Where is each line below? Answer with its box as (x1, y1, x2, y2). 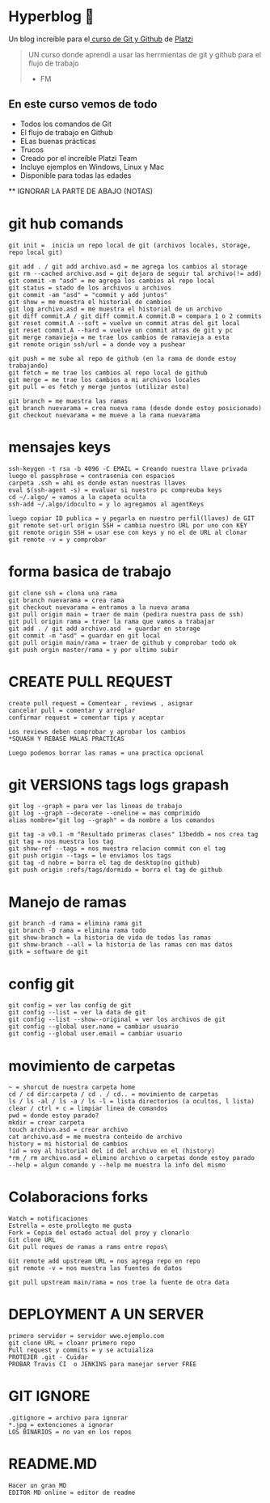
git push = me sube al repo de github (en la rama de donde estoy (8, 354, 237, 362)
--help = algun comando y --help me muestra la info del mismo (8, 1161, 226, 1170)
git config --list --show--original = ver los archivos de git (8, 1015, 226, 1024)
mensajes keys (8, 438, 112, 456)
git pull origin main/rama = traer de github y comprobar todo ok (8, 638, 237, 646)
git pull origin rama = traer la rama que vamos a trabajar (8, 617, 216, 625)
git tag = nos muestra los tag (8, 837, 114, 846)
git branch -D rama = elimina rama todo (8, 926, 147, 935)
